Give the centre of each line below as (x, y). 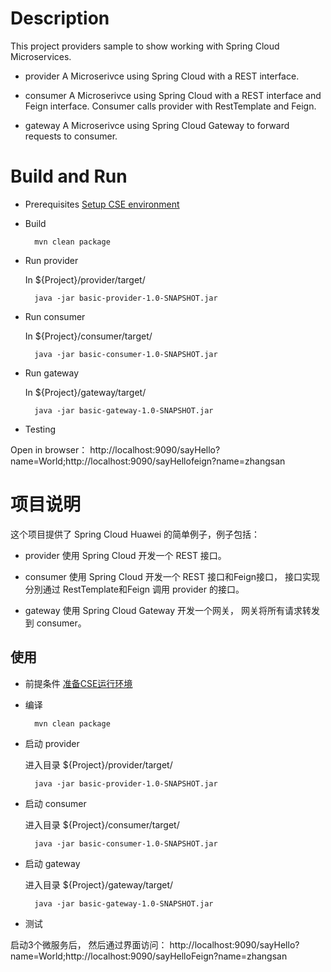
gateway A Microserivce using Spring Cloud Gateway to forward (157, 125)
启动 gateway (52, 863)
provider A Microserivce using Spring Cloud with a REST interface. (162, 76)
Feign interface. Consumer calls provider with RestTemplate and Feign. (170, 106)
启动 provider (52, 743)
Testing (40, 429)
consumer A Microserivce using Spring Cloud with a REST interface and (173, 95)
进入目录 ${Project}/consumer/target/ (102, 824)
